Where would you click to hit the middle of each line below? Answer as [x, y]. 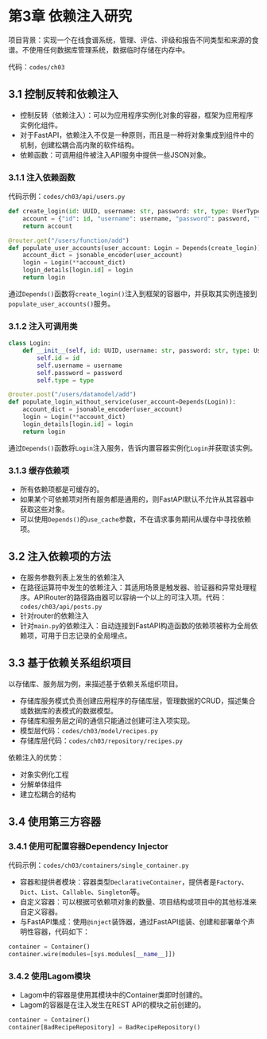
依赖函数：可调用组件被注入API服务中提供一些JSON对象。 [115, 154]
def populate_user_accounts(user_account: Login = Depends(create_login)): [136, 248]
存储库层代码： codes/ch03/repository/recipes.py [101, 740]
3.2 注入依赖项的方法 [60, 557]
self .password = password [80, 373]
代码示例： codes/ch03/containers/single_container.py [99, 865]
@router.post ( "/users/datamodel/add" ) [72, 395]
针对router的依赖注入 [54, 615]
